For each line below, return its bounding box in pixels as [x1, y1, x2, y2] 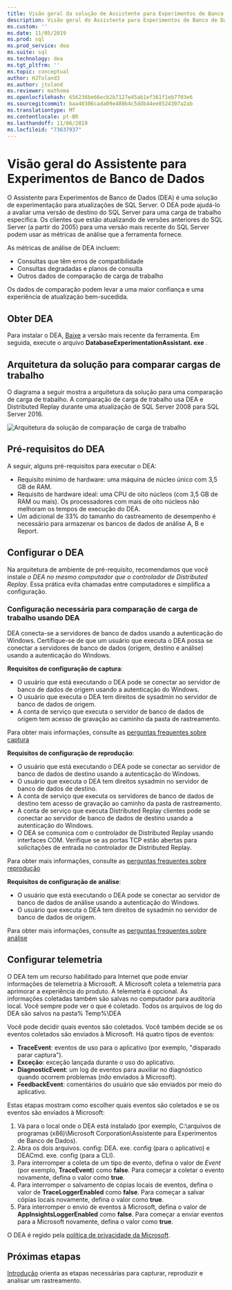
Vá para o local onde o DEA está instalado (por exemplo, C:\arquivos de [17, 1122, 221, 1130]
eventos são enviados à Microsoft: [7, 1108, 105, 1116]
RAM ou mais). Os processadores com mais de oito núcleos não [17, 497, 200, 506]
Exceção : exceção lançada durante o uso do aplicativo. [17, 1058, 175, 1066]
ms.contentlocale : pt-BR [7, 113, 79, 120]
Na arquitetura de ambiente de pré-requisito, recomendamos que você [7, 565, 209, 574]
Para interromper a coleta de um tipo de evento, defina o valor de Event [17, 1158, 221, 1167]
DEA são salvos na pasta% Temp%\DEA [7, 1009, 122, 1017]
